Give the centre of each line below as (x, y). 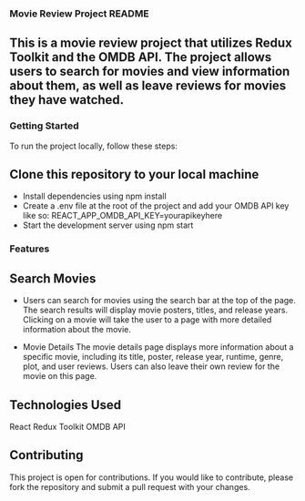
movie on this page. (60, 376)
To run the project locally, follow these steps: (93, 146)
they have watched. (67, 100)
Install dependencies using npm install (94, 196)
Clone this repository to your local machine (134, 174)
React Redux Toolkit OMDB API (67, 426)
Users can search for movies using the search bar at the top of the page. (159, 301)
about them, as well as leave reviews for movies (148, 86)
